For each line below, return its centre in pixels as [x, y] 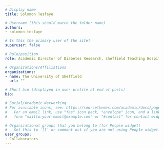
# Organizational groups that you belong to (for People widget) [73, 125]
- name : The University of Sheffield [43, 76]
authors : [14, 27]
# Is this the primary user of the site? [48, 41]
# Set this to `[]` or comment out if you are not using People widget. [83, 130]
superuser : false [23, 45]
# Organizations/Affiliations [36, 67]
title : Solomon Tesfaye [29, 14]
